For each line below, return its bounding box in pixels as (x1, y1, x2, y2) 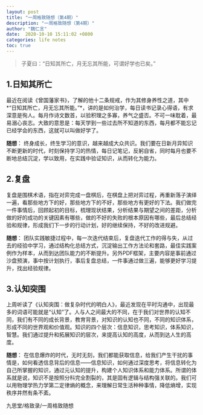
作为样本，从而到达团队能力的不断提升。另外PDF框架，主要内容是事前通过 (11, 249, 197, 257)
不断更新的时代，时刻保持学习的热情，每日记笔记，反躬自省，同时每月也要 (6, 147, 192, 154)
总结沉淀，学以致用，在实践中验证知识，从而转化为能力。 (16, 155, 160, 162)
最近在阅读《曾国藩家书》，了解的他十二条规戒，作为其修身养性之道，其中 (6, 96, 189, 103)
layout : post (6, 8, 39, 15)
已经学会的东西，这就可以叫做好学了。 (6, 126, 101, 134)
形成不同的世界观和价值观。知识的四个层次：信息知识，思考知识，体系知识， (6, 324, 197, 331)
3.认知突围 (6, 283, 47, 294)
